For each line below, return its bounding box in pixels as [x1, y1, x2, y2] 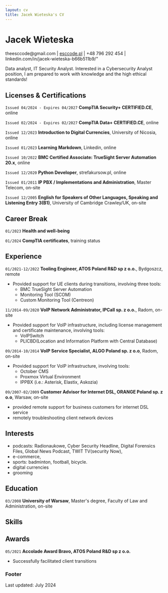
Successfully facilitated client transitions [12, 558, 97, 564]
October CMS [20, 368, 49, 374]
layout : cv [5, 7, 28, 13]
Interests [5, 429, 34, 438]
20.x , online [5, 160, 30, 166]
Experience [5, 252, 42, 261]
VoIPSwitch [20, 332, 44, 338]
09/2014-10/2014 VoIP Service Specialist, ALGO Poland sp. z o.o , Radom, [5, 348, 158, 354]
